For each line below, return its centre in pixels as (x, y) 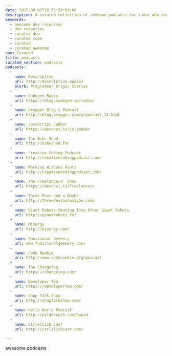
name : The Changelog (36, 267)
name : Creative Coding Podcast (48, 153)
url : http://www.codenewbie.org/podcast (58, 258)
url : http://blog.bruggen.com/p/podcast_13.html (67, 115)
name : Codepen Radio (36, 96)
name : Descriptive (34, 77)
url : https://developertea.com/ (49, 286)
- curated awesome (30, 48)
